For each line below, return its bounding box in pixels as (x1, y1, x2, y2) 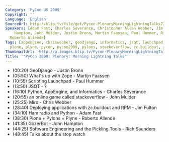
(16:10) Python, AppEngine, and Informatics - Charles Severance (12, 88, 146, 95)
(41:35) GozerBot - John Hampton (12, 120, 83, 126)
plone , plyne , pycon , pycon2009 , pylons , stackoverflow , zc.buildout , (10, 44, 161, 49)
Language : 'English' (5, 16, 49, 21)
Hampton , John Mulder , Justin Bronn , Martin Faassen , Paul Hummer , (14, 30, 158, 35)
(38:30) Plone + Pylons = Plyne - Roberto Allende (12, 115, 116, 121)
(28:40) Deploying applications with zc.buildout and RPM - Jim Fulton (12, 104, 157, 110)
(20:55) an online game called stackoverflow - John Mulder (12, 94, 136, 100)
